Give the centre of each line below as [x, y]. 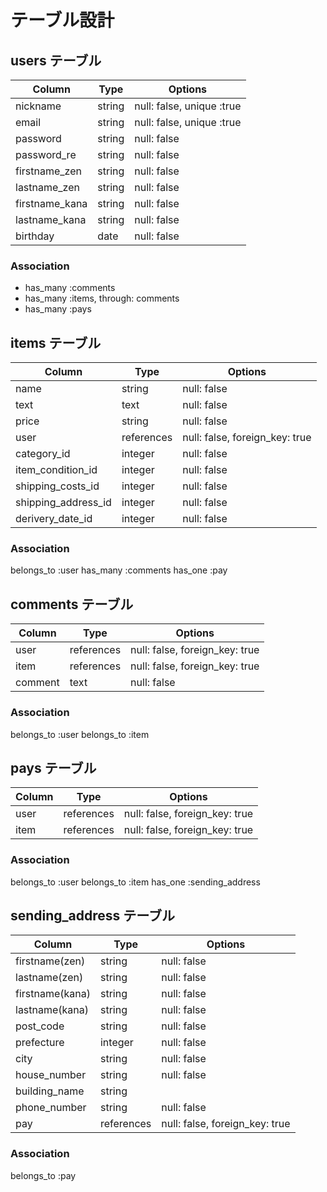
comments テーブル [72, 604]
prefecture [40, 1043]
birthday [35, 236]
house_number [51, 1075]
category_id [43, 454]
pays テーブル [53, 767]
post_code [40, 1026]
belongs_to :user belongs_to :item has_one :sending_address [135, 882]
